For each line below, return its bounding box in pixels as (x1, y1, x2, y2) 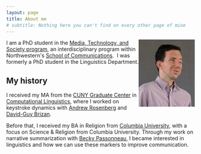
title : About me (6, 16, 47, 22)
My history (6, 75, 48, 86)
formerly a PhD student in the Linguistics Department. (6, 58, 139, 66)
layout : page (6, 10, 39, 16)
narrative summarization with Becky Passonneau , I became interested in (6, 135, 184, 142)
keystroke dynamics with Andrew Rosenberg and (6, 104, 127, 112)
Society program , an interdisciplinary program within (6, 45, 136, 53)
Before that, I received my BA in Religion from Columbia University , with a (6, 122, 187, 130)
